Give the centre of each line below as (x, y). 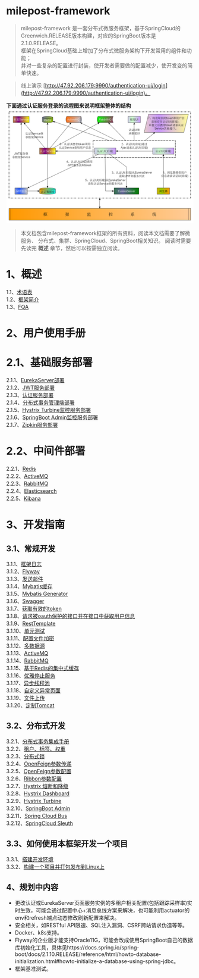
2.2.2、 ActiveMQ (27, 476)
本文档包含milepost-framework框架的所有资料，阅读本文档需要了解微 (105, 233)
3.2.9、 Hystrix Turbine (34, 801)
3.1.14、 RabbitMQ (27, 661)
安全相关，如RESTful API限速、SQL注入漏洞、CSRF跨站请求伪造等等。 (101, 925)
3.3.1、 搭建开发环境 (30, 859)
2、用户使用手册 (46, 333)
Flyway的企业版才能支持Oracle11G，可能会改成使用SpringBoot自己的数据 (104, 940)
